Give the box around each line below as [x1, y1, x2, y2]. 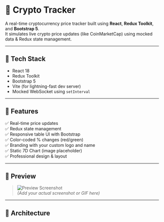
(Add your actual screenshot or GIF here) [17, 190, 100, 196]
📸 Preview [5, 172, 36, 180]
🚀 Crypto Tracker [5, 4, 76, 16]
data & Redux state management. [5, 36, 72, 42]
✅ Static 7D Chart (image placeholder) [5, 147, 82, 153]
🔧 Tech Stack [5, 55, 46, 63]
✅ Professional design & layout [5, 153, 67, 159]
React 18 [12, 68, 30, 74]
